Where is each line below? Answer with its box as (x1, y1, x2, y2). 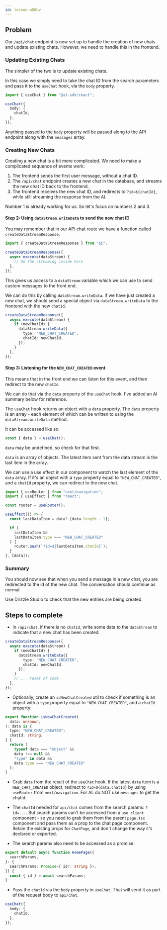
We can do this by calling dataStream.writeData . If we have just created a (5, 292, 155, 298)
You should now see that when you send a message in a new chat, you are (5, 576, 158, 582)
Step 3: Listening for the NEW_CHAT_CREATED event (5, 365, 106, 371)
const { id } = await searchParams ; (9, 873, 85, 878)
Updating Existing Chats (5, 57, 65, 64)
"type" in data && (14, 756, 52, 761)
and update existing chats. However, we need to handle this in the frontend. (5, 44, 160, 50)
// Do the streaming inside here (14, 259, 83, 264)
